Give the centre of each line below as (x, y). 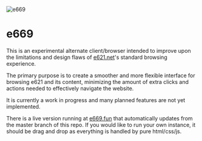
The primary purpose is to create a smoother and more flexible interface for (101, 75)
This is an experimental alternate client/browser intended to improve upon (99, 50)
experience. (21, 63)
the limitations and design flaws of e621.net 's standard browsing (87, 57)
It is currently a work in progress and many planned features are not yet (96, 100)
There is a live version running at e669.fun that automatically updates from (99, 118)
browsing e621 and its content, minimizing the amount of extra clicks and (98, 81)
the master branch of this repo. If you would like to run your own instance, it (101, 125)
